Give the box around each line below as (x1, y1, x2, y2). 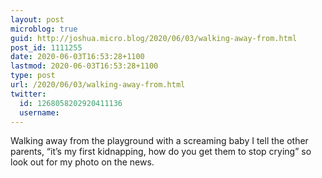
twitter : (10, 89, 47, 99)
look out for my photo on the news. (10, 156, 155, 168)
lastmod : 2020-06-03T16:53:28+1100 (10, 61, 159, 71)
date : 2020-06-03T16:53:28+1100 (10, 52, 145, 62)
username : (19, 107, 60, 118)
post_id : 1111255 (10, 42, 83, 53)
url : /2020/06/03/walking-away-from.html (10, 80, 186, 90)
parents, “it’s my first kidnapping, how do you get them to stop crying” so (10, 146, 312, 158)
